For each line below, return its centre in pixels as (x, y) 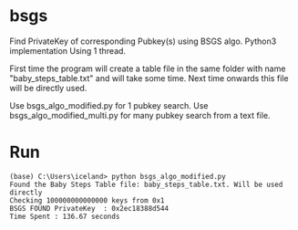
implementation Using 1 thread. (67, 50)
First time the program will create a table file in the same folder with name (148, 68)
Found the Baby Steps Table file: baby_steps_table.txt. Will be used (146, 184)
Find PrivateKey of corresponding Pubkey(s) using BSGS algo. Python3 (143, 41)
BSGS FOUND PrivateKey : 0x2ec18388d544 (89, 208)
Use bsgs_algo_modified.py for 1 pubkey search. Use (109, 105)
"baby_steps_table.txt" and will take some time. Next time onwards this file (149, 78)
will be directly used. (48, 88)
